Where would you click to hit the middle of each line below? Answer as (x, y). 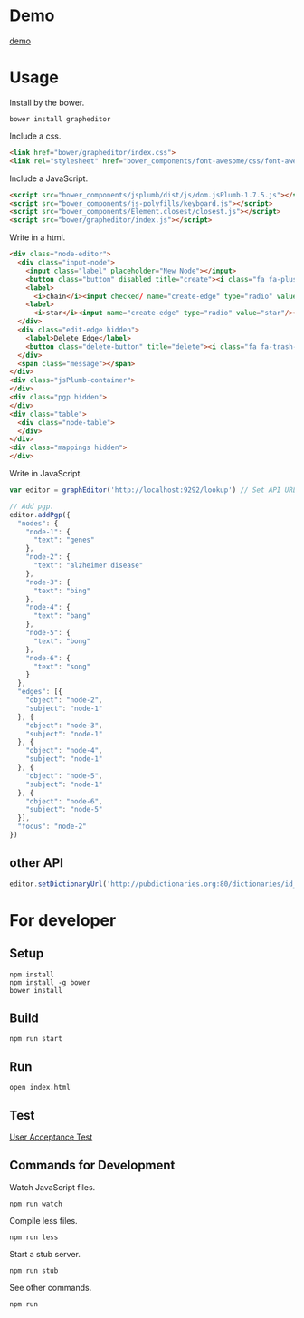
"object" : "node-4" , (64, 751)
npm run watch (36, 1204)
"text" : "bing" (62, 591)
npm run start (36, 1039)
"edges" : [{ (40, 692)
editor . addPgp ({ (40, 515)
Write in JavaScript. (46, 473)
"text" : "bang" (62, 616)
